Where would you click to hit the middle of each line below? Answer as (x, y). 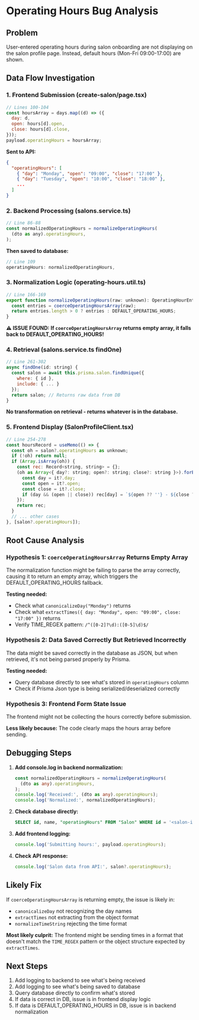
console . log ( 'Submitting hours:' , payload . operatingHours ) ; (90, 845)
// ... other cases (36, 517)
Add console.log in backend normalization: (69, 767)
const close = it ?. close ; (54, 489)
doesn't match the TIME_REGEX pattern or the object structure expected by (96, 941)
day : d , (21, 118)
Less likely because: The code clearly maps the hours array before (89, 728)
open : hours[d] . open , (38, 124)
